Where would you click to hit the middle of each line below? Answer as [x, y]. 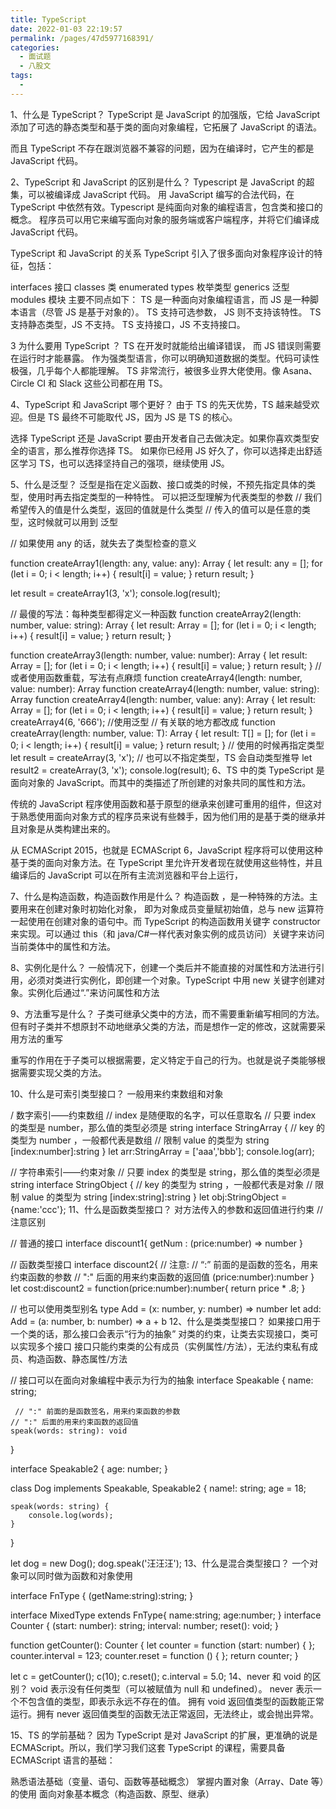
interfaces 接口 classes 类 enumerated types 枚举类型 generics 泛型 [150, 287]
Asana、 [300, 370]
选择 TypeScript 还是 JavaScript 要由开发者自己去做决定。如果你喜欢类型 [160, 438]
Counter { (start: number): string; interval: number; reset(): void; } [144, 1625]
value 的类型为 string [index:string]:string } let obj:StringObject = [154, 1197]
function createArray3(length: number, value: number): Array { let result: [159, 655]
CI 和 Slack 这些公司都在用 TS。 [102, 383]
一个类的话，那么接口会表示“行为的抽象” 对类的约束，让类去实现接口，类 [160, 1333]
